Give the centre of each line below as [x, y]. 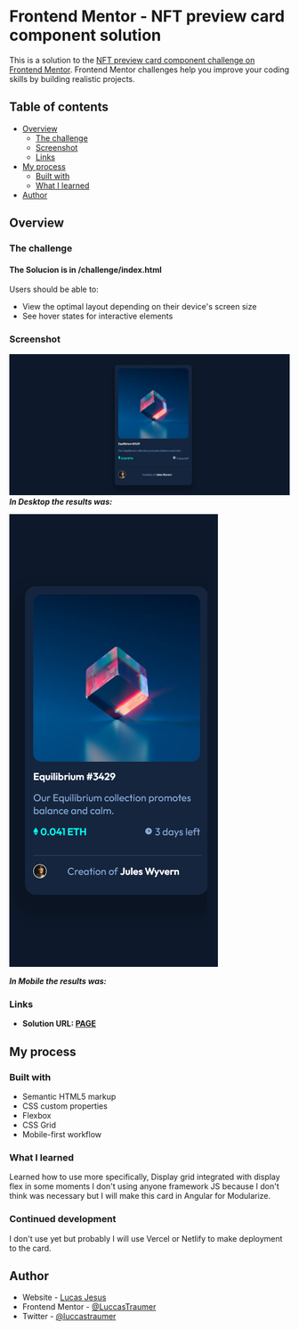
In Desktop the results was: [61, 502]
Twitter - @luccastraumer [69, 1317]
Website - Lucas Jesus [64, 1297]
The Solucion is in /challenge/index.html [85, 269]
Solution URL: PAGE [59, 1024]
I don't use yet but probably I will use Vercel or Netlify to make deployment [146, 1238]
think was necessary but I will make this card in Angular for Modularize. [140, 1196]
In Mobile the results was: [58, 981]
